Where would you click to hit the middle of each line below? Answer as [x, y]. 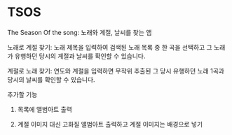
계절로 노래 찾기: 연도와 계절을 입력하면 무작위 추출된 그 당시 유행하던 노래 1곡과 [116, 71]
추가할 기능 [22, 94]
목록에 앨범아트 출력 [45, 109]
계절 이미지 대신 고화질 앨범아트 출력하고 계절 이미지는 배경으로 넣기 [110, 124]
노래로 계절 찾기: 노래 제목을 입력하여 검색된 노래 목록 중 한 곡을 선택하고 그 [110, 47]
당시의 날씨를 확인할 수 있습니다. [52, 79]
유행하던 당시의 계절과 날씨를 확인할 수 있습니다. [80, 56]
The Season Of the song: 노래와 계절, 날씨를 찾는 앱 [80, 32]
